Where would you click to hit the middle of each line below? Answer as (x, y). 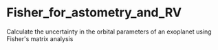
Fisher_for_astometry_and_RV (94, 13)
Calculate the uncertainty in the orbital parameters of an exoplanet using (109, 32)
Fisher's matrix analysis (40, 38)
